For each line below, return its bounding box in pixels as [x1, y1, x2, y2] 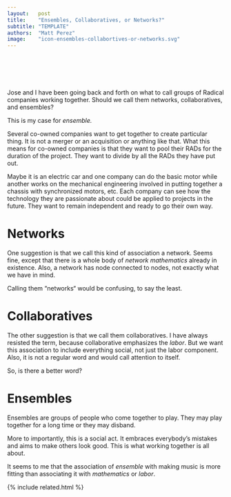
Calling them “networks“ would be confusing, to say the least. [7, 284, 183, 292]
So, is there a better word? [7, 367, 83, 375]
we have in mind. [7, 271, 56, 279]
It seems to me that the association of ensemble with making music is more [7, 462, 221, 470]
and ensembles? [7, 103, 54, 111]
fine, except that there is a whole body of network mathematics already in [7, 256, 217, 264]
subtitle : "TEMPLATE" [7, 23, 70, 30]
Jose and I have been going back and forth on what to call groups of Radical [7, 88, 224, 97]
